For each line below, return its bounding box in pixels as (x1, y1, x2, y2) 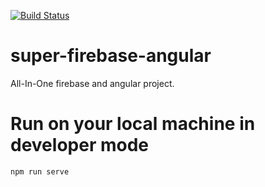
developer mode (10, 134, 149, 157)
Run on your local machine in (10, 113, 256, 135)
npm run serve (10, 166, 70, 177)
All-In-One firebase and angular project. (10, 77, 175, 89)
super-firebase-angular (10, 45, 212, 67)
